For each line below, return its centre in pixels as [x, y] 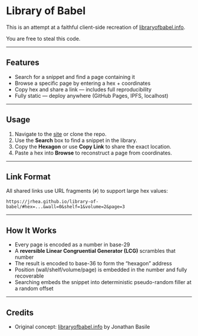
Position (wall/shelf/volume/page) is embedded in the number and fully [101, 270]
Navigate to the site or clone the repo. [61, 134]
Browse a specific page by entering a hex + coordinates [82, 83]
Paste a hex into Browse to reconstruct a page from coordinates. [93, 153]
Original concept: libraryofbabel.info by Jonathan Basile [82, 327]
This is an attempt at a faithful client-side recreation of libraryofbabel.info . [96, 27]
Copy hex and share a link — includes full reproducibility [83, 89]
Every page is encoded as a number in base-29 [72, 245]
